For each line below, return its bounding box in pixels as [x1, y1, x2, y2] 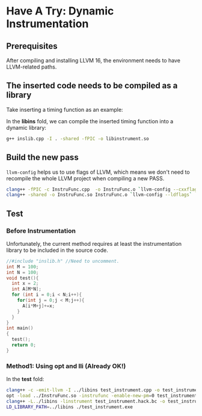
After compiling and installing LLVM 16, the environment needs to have [6, 57, 180, 64]
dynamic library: [6, 124, 47, 131]
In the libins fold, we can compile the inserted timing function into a [6, 117, 174, 124]
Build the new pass [6, 152, 79, 163]
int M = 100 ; [6, 263, 39, 270]
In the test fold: [6, 376, 44, 383]
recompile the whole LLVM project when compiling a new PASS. [6, 174, 165, 182]
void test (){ [6, 275, 39, 281]
